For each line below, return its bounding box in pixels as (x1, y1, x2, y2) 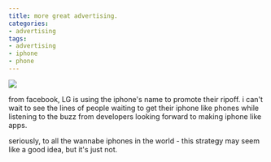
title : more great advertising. (8, 11, 118, 20)
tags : (8, 34, 27, 43)
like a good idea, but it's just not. (8, 144, 118, 154)
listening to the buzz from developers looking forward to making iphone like (8, 111, 262, 122)
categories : (8, 19, 49, 28)
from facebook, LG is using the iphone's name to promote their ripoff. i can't (8, 94, 263, 104)
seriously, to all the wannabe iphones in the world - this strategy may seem (8, 135, 260, 146)
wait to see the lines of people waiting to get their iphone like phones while (8, 103, 259, 113)
